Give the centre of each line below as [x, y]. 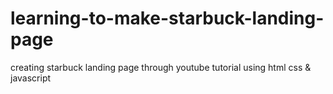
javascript [31, 78]
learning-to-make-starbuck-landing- [167, 18]
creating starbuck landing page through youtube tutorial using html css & [161, 67]
